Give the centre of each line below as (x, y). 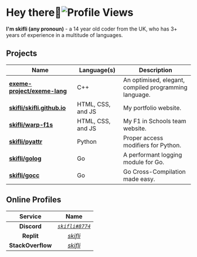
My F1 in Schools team (154, 121)
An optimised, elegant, (154, 80)
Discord (31, 226)
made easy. (139, 179)
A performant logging (152, 154)
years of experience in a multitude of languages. (64, 35)
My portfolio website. (152, 107)
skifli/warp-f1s (31, 124)
